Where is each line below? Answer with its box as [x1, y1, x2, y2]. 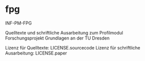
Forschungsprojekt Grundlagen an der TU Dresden [5, 35, 110, 41]
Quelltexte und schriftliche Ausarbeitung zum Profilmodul [5, 29, 123, 35]
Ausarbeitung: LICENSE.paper [5, 50, 67, 56]
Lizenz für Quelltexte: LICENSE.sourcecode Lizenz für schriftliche [5, 44, 140, 50]
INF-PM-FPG [5, 20, 32, 26]
